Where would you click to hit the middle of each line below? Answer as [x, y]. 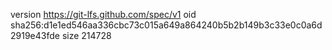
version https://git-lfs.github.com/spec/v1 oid [103, 14]
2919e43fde [35, 35]
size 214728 [86, 35]
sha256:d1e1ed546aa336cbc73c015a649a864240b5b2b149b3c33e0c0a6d [166, 25]
